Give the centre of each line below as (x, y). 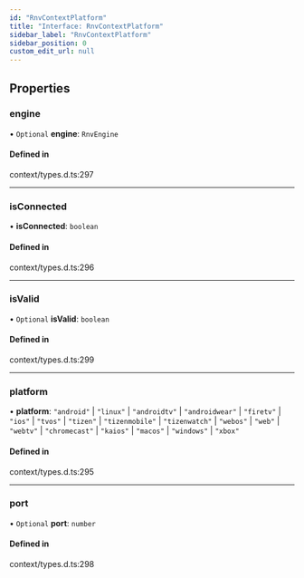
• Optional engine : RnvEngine (64, 133)
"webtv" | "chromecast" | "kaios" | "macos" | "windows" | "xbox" (124, 430)
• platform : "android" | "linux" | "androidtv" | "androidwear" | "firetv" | (146, 411)
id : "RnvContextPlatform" (58, 18)
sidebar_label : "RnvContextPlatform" (81, 34)
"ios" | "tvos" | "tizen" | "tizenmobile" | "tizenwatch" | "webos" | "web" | (145, 421)
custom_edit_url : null (52, 52)
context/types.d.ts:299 (52, 360)
